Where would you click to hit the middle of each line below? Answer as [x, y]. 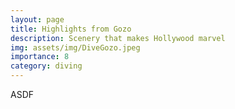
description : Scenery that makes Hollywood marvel [118, 38]
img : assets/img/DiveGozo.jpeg [75, 47]
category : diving [46, 66]
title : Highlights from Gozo [71, 29]
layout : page [37, 19]
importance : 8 [40, 57]
